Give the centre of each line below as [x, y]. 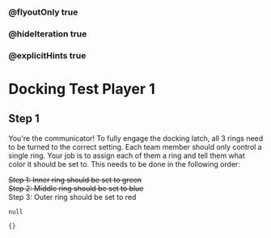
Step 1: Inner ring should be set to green [75, 180]
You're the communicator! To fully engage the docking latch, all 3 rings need [136, 138]
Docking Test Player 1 [82, 89]
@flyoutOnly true [43, 12]
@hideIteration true [48, 33]
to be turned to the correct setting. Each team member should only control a [135, 147]
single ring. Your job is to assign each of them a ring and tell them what [127, 155]
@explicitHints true [47, 55]
